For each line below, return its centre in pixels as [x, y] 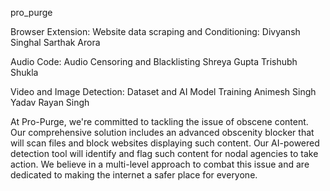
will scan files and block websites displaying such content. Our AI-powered [165, 143]
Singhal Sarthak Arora [55, 42]
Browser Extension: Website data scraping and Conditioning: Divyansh [155, 31]
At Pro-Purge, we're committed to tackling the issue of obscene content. [159, 121]
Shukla [24, 72]
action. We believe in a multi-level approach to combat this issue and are [160, 164]
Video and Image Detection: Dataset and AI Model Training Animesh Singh [163, 91]
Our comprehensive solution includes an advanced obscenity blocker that [162, 132]
